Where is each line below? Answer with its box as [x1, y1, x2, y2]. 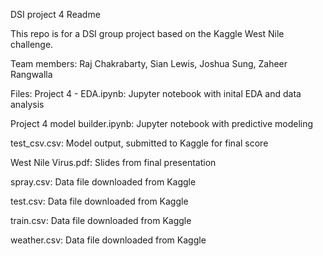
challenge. [10, 39, 54, 50]
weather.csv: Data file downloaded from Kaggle [10, 234, 207, 246]
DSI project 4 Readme [10, 9, 101, 20]
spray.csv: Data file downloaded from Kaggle [10, 176, 197, 188]
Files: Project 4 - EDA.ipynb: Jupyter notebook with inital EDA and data [10, 88, 302, 99]
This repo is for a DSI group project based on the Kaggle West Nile [10, 28, 285, 39]
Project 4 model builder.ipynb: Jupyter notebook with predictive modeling [10, 118, 314, 129]
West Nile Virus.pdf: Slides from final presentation [10, 157, 217, 168]
